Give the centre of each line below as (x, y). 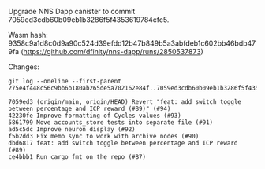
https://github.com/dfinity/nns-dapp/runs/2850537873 (112, 51)
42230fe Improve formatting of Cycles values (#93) (95, 116)
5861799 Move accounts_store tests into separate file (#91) (111, 123)
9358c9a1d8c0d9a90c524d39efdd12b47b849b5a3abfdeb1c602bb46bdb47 (132, 43)
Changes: (24, 67)
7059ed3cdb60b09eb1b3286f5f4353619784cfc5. (89, 20)
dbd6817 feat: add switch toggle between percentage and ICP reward (123, 143)
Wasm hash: (28, 35)
